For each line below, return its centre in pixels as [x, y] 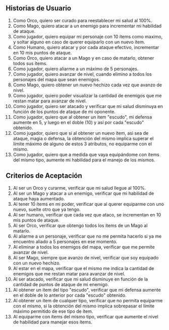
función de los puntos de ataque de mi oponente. [64, 112]
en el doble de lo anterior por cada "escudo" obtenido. [70, 295]
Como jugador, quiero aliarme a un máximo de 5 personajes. [76, 69]
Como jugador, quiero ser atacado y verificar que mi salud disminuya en [88, 106]
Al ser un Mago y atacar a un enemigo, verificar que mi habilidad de [83, 193]
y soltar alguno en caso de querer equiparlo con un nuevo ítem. [79, 42]
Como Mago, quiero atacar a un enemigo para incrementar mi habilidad [87, 26]
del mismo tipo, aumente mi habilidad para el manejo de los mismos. [84, 160]
